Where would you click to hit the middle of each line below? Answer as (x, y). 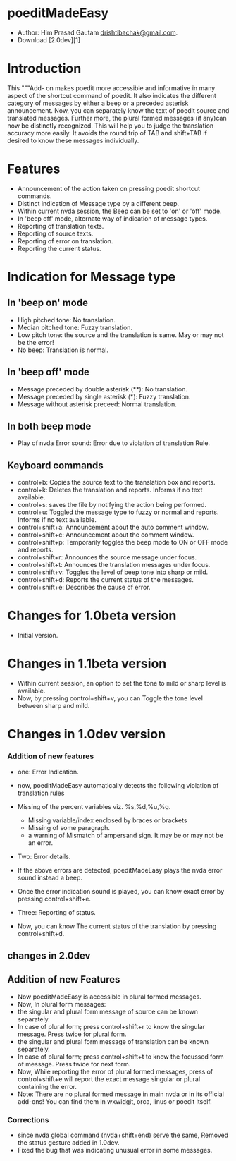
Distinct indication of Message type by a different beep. (98, 203)
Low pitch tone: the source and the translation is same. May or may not (120, 335)
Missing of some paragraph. (69, 827)
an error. (41, 843)
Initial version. (38, 636)
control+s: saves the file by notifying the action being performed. (112, 505)
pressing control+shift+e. (54, 899)
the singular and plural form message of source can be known (108, 1011)
